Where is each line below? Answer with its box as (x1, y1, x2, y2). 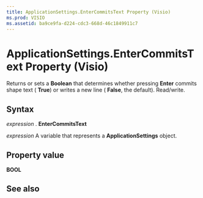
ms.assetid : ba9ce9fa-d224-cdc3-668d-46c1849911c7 (6, 20, 138, 26)
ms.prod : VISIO (6, 15, 45, 21)
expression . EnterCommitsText (6, 120, 87, 128)
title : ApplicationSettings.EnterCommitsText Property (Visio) (6, 9, 171, 15)
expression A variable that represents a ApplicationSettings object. (6, 132, 177, 139)
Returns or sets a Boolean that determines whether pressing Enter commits (6, 80, 197, 87)
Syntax (6, 104, 34, 114)
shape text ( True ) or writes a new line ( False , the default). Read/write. (6, 86, 185, 94)
